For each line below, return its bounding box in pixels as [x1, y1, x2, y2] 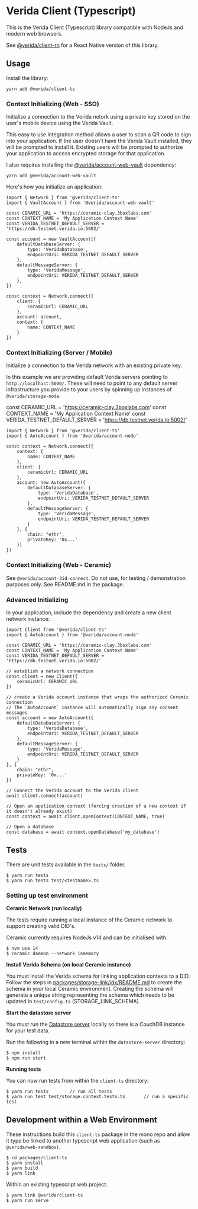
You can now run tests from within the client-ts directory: [6, 1077, 149, 1084]
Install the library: [6, 74, 48, 81]
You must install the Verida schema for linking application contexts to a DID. [6, 972, 190, 980]
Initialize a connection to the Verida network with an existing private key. [6, 362, 182, 369]
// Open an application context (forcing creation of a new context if [6, 803, 186, 809]
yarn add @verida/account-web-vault [6, 173, 96, 179]
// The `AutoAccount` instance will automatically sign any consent [6, 704, 178, 710]
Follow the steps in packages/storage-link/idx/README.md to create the [6, 979, 182, 986]
